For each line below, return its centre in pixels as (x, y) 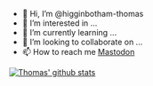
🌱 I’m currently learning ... (69, 32)
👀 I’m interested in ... (60, 23)
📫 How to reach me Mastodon (78, 52)
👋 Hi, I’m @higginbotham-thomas (83, 14)
